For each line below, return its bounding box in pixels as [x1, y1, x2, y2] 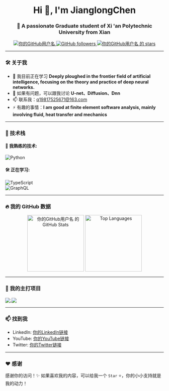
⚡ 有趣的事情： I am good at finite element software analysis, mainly [12, 104, 156, 110]
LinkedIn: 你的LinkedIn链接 [12, 329, 68, 335]
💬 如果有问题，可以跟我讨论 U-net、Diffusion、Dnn [12, 90, 121, 96]
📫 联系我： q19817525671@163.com [12, 96, 88, 102]
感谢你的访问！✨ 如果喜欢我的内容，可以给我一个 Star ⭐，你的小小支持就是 [5, 372, 161, 378]
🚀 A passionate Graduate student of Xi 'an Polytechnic [17, 23, 152, 30]
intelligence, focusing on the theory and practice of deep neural [12, 79, 149, 85]
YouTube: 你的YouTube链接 [12, 336, 69, 342]
